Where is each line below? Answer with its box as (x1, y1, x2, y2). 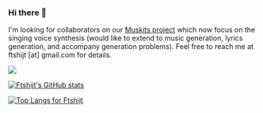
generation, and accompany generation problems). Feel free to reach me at (8, 42, 254, 51)
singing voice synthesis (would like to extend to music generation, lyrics (8, 33, 243, 43)
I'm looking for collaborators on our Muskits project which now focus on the (8, 25, 256, 35)
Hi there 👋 (8, 7, 48, 18)
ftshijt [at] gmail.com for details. (8, 51, 112, 60)
